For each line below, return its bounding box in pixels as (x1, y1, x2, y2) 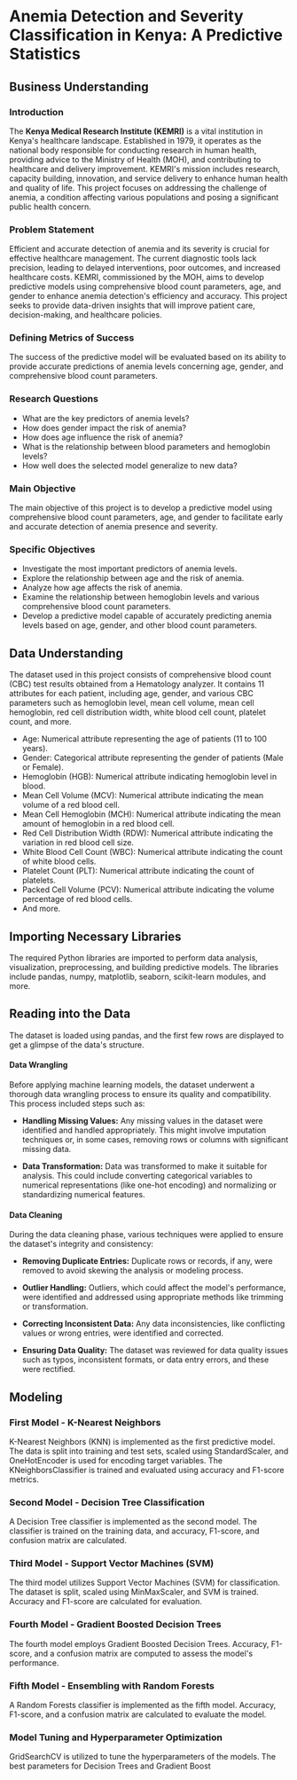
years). (21, 743, 49, 754)
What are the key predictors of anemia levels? (21, 412, 190, 423)
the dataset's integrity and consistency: (9, 1239, 153, 1250)
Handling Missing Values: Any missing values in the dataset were (21, 1116, 263, 1125)
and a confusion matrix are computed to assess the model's (34, 1648, 254, 1658)
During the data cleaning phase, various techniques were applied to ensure (9, 1229, 284, 1240)
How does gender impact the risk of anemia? (21, 422, 187, 433)
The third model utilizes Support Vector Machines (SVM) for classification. (9, 1577, 281, 1588)
